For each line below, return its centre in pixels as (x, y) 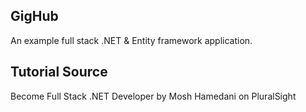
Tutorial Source (59, 72)
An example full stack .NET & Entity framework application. (131, 40)
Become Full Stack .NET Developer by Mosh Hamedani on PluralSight (153, 96)
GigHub (34, 16)
